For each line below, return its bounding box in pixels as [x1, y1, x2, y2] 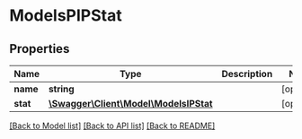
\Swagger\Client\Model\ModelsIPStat [48, 98, 213, 109]
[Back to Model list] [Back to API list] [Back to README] [9, 120, 216, 131]
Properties [9, 41, 70, 56]
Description [221, 68, 273, 80]
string [48, 83, 75, 95]
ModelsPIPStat [9, 5, 123, 26]
